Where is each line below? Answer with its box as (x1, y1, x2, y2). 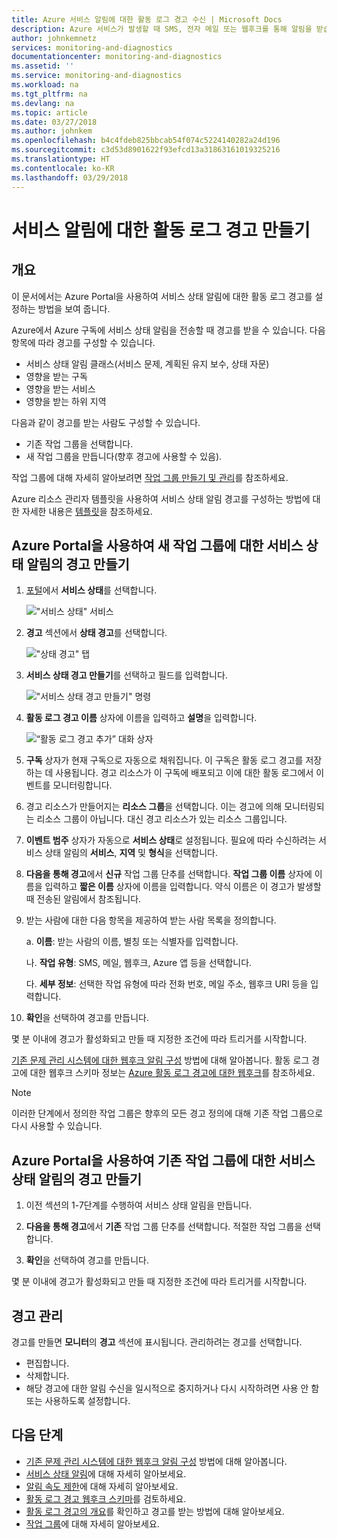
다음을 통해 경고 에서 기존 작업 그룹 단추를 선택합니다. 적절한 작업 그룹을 (25, 1221, 303, 1233)
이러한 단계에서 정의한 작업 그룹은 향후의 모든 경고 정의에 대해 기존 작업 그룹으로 (11, 1107, 324, 1120)
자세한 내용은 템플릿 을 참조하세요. (21, 505, 153, 517)
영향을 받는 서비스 (25, 382, 96, 395)
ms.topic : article (11, 107, 88, 118)
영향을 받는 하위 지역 (25, 395, 107, 407)
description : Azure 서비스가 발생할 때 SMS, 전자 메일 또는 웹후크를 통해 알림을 (11, 24, 313, 34)
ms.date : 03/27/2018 (11, 117, 98, 127)
